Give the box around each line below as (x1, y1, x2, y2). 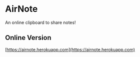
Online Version (5, 34, 52, 42)
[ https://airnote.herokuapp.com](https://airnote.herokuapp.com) (5, 46, 135, 52)
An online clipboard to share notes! (5, 19, 76, 25)
